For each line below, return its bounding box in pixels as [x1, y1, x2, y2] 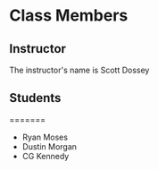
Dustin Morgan [21, 140, 78, 152]
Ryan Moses [21, 132, 69, 142]
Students [9, 90, 62, 106]
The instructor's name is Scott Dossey [9, 64, 150, 75]
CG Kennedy [21, 150, 70, 161]
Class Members [9, 5, 129, 26]
